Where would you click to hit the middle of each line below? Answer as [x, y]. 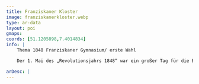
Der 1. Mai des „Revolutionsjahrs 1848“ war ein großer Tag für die [103, 61]
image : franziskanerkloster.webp [47, 17]
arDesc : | [18, 72]
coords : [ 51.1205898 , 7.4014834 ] [46, 39]
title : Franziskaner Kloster [42, 12]
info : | [16, 45]
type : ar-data [24, 22]
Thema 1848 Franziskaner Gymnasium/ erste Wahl [76, 50]
